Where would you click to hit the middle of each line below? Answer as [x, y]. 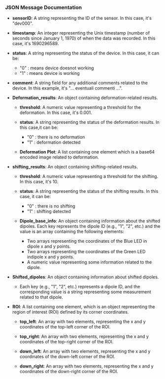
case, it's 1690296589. [35, 44]
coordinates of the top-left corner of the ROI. [65, 327]
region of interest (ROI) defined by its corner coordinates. [70, 312]
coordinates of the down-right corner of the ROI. [69, 372]
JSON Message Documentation [44, 7]
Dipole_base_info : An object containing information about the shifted [90, 221]
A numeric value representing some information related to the [89, 262]
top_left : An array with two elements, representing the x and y [83, 322]
